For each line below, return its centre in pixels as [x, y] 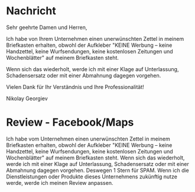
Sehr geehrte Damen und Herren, [47, 27]
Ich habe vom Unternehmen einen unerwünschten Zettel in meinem [88, 139]
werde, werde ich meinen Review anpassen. [60, 183]
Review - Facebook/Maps [70, 122]
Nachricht [31, 11]
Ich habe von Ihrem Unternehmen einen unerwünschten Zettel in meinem [95, 39]
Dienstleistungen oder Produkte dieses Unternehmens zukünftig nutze [92, 177]
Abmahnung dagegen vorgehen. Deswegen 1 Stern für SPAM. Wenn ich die [97, 170]
